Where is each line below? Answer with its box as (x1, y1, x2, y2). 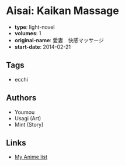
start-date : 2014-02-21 (14, 43, 71, 50)
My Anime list (14, 154, 48, 161)
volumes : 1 (14, 29, 41, 36)
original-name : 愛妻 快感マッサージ (14, 36, 104, 43)
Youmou (14, 109, 35, 116)
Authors (6, 93, 37, 103)
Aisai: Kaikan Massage (6, 4, 119, 18)
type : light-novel (14, 23, 55, 31)
